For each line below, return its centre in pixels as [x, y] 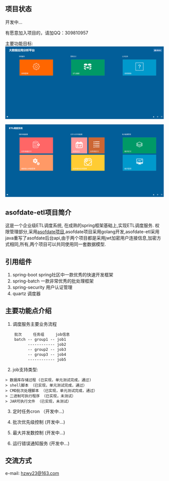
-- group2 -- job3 [47, 349]
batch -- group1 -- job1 [40, 339]
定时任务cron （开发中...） [39, 411]
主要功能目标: [19, 43]
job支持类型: [25, 369]
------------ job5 [47, 359]
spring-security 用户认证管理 [43, 287]
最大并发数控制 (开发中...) [39, 432]
